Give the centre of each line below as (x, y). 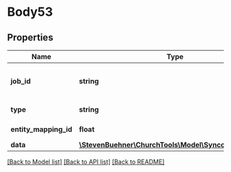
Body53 (30, 12)
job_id (21, 81)
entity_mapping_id (42, 129)
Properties (30, 37)
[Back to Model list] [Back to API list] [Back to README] (86, 162)
